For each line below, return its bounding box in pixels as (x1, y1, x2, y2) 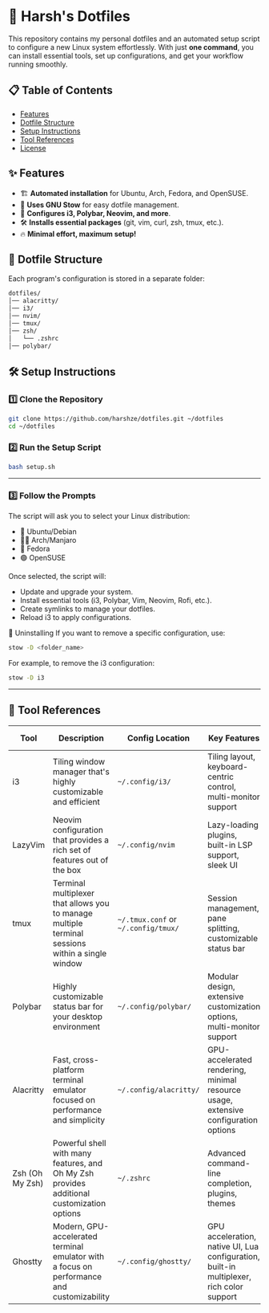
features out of (52, 854, 109, 866)
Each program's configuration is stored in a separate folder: (8, 274, 206, 283)
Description (58, 732, 104, 744)
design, (207, 981, 235, 992)
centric (207, 771, 235, 782)
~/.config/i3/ (117, 777, 171, 786)
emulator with (52, 1250, 105, 1262)
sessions (52, 937, 86, 948)
